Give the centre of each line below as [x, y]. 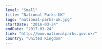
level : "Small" [22, 10]
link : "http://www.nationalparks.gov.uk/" [51, 34]
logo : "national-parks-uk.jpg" [39, 19]
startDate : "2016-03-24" [32, 24]
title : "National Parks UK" [35, 15]
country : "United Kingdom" [34, 39]
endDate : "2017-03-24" [29, 29]
